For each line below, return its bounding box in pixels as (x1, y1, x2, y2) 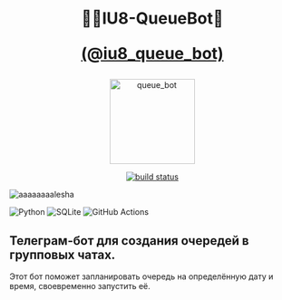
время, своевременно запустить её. (9, 281, 151, 291)
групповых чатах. (9, 247, 116, 262)
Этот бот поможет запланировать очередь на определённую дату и (9, 271, 274, 282)
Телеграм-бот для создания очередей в (9, 233, 249, 248)
